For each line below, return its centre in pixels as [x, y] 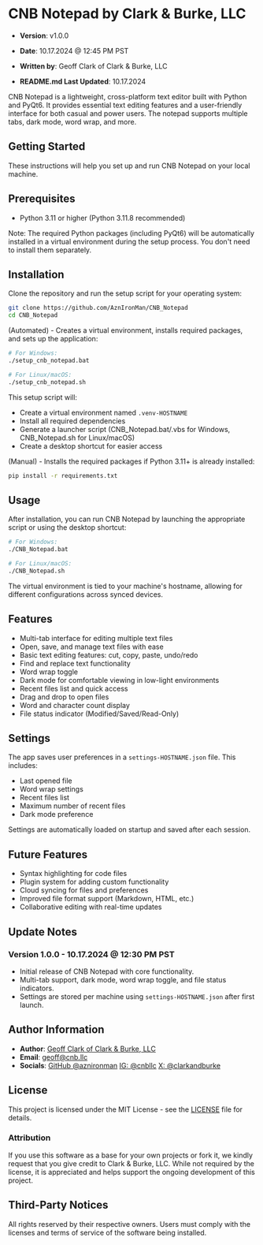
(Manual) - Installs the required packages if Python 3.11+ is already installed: [131, 461]
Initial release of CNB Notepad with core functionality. [107, 971]
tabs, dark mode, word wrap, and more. [72, 121]
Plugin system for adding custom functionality [94, 882]
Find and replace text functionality [75, 663]
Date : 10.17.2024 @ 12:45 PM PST [74, 50]
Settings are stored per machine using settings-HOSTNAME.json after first [137, 996]
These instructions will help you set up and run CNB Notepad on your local [129, 166]
